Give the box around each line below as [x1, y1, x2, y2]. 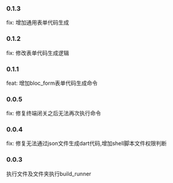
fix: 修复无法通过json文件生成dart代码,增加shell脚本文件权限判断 [6, 140, 167, 147]
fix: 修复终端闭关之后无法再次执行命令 [6, 110, 102, 117]
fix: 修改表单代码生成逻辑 [6, 49, 69, 56]
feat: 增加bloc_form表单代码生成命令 [6, 79, 98, 87]
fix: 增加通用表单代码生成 [6, 19, 69, 26]
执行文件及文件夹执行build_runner [6, 170, 91, 178]
